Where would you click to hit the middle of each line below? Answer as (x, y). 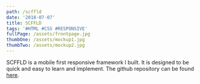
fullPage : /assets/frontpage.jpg (48, 34)
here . (13, 75)
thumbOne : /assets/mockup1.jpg (46, 40)
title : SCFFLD (24, 23)
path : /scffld (24, 12)
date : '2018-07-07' (31, 17)
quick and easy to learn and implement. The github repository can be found (100, 68)
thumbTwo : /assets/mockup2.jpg (46, 46)
